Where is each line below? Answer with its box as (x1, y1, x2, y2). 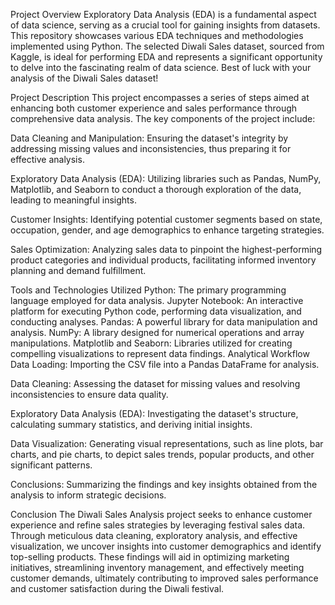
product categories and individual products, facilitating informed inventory (10, 254, 317, 266)
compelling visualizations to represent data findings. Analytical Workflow (10, 348, 310, 359)
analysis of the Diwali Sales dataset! (10, 72, 159, 84)
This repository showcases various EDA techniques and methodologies (10, 30, 304, 41)
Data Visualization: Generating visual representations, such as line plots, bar (10, 438, 324, 449)
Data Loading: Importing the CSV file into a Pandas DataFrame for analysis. (10, 359, 320, 370)
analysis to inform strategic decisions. (10, 489, 167, 501)
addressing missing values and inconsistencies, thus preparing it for (10, 143, 292, 154)
